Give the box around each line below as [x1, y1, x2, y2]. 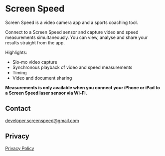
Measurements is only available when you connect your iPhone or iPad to [5, 84, 161, 90]
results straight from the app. [5, 39, 65, 45]
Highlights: [5, 49, 27, 55]
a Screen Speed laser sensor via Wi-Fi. [5, 90, 87, 96]
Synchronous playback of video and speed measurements [12, 64, 133, 70]
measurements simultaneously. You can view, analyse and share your [5, 34, 148, 40]
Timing [12, 69, 27, 75]
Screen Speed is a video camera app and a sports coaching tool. [5, 19, 138, 25]
